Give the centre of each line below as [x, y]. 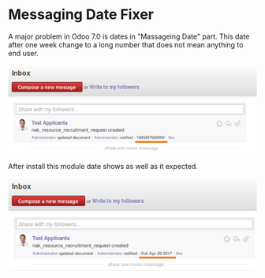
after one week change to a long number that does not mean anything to [126, 44]
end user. [24, 53]
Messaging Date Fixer [81, 15]
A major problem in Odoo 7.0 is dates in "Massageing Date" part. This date [129, 36]
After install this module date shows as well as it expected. [103, 167]
